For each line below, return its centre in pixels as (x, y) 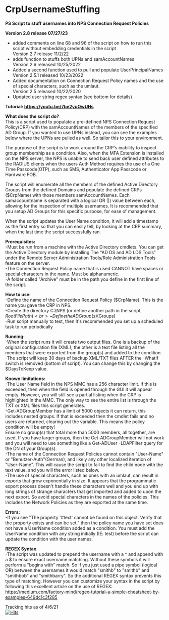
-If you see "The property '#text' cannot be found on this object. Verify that (83, 517)
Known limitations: (25, 379)
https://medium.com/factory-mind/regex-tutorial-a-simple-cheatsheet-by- (82, 592)
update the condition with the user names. (49, 539)
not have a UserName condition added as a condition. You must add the (80, 528)
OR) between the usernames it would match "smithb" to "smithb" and (77, 570)
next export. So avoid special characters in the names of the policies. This (82, 497)
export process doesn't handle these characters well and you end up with (82, 486)
